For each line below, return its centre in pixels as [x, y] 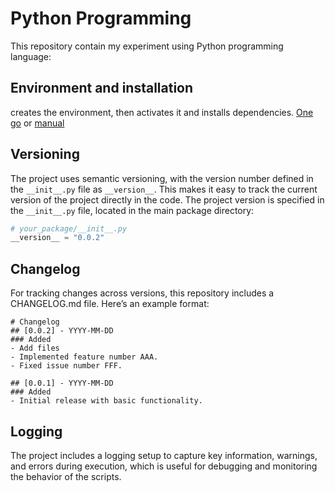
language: [31, 56]
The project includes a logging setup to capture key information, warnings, [164, 455]
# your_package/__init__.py [69, 228]
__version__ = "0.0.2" [57, 238]
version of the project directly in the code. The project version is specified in [167, 199]
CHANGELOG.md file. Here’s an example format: [110, 304]
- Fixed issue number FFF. [66, 366]
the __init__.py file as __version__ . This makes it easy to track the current [164, 189]
